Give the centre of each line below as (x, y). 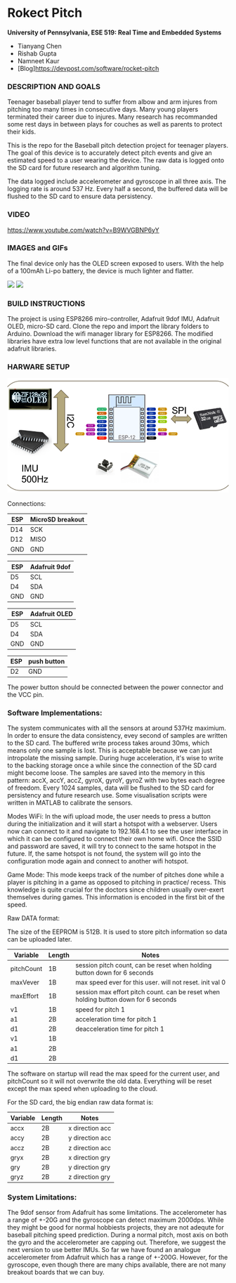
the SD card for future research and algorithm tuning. (84, 168)
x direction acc (90, 1128)
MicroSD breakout (58, 519)
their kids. (22, 132)
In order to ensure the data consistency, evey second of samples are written (117, 736)
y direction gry (90, 1167)
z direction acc (90, 1147)
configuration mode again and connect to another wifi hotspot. (98, 861)
